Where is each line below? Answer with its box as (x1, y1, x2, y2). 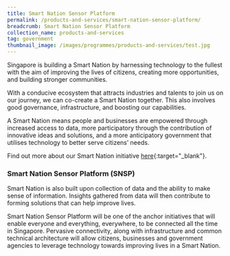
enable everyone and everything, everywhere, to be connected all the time (7, 220, 218, 228)
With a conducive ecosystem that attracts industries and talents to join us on (7, 89, 224, 97)
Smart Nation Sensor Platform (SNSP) (7, 169, 135, 178)
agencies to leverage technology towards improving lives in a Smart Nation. (7, 242, 221, 250)
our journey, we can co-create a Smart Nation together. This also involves (7, 96, 216, 104)
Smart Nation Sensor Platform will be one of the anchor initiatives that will (7, 212, 216, 220)
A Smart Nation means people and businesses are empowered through (7, 117, 208, 124)
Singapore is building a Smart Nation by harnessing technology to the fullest (7, 61, 223, 69)
